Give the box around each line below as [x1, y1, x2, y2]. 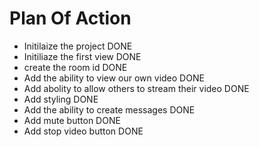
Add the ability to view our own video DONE [23, 72, 205, 84]
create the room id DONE [23, 61, 128, 73]
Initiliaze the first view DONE [23, 50, 142, 62]
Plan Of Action [9, 7, 132, 30]
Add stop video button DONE [23, 125, 144, 137]
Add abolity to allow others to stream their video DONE [23, 82, 250, 94]
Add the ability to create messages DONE [23, 103, 196, 116]
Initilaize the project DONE [23, 40, 133, 52]
